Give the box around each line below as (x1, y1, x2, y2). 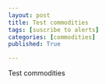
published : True (8, 40, 61, 48)
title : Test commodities (8, 19, 89, 26)
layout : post (8, 11, 51, 19)
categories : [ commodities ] (8, 33, 96, 41)
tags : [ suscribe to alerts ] (8, 26, 100, 33)
